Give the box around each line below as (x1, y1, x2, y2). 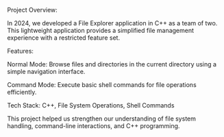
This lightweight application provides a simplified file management (7, 27, 194, 34)
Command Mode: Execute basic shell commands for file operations (7, 81, 197, 88)
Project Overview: (7, 6, 58, 14)
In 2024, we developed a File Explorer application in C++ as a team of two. (7, 19, 218, 27)
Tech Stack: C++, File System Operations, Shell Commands (7, 101, 175, 109)
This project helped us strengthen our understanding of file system (7, 114, 197, 123)
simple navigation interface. (7, 68, 86, 75)
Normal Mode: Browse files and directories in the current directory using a (7, 60, 217, 68)
